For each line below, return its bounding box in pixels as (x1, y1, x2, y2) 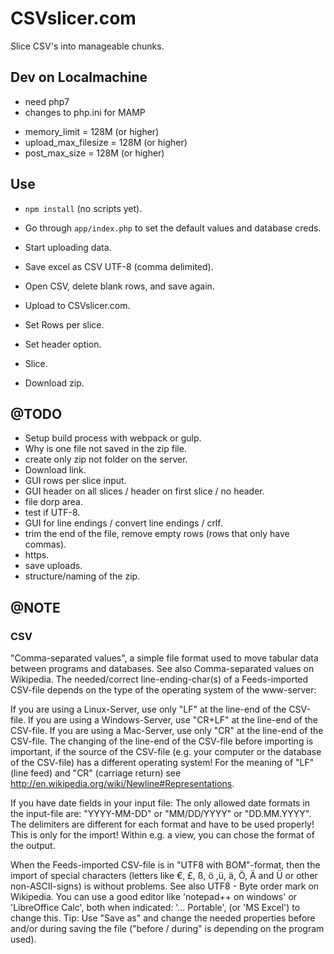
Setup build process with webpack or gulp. (24, 432, 202, 444)
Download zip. (24, 377, 85, 389)
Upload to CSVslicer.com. (24, 299, 131, 311)
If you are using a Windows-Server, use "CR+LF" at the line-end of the (28, 714, 318, 726)
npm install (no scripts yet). (24, 202, 143, 214)
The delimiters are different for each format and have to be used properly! (10, 818, 315, 831)
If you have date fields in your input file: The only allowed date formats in (10, 797, 311, 809)
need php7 (24, 95, 70, 107)
